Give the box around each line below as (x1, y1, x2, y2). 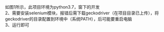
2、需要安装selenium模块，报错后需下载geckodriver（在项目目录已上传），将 (5, 10, 159, 16)
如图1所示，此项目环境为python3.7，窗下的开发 (5, 4, 100, 10)
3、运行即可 (5, 22, 29, 28)
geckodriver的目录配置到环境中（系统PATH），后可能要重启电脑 (5, 16, 132, 21)
